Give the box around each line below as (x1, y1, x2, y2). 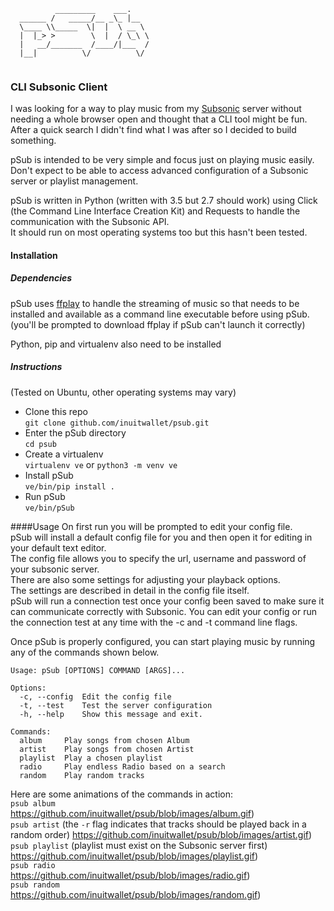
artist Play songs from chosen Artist (19, 744, 195, 754)
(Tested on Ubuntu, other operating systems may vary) (10, 386, 237, 398)
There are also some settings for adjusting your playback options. (10, 573, 281, 585)
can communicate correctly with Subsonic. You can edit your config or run (10, 605, 317, 617)
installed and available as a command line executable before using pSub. (10, 308, 310, 320)
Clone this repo (24, 405, 88, 417)
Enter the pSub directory (24, 426, 127, 439)
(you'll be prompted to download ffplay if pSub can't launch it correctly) (10, 318, 306, 330)
